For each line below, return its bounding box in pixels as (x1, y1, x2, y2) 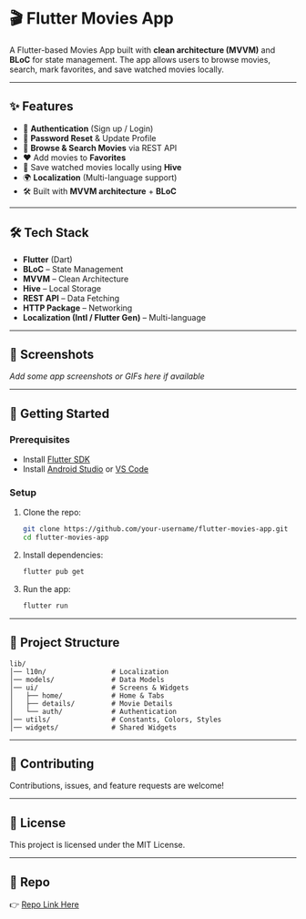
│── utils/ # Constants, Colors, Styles (9, 715, 222, 724)
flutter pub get (22, 567, 85, 577)
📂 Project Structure (9, 635, 120, 650)
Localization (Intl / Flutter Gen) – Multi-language (22, 311, 207, 322)
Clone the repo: (22, 507, 82, 518)
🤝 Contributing (9, 756, 95, 771)
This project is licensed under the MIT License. (9, 840, 186, 851)
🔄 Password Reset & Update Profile (22, 132, 157, 143)
